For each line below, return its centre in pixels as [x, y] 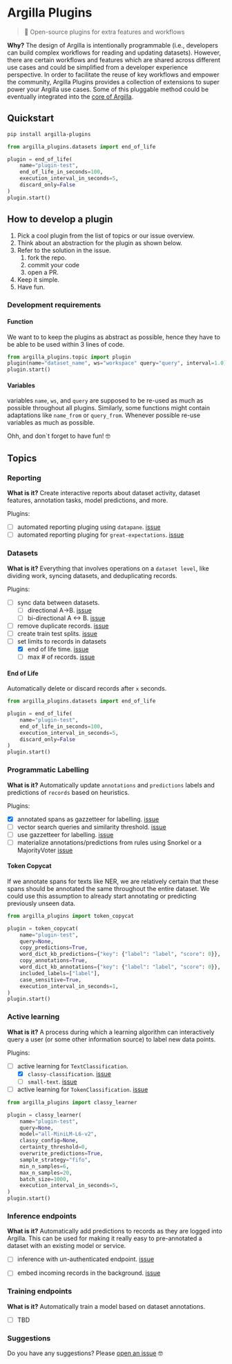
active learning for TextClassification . [73, 1066]
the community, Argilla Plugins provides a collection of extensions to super [113, 81]
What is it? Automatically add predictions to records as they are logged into [115, 1231]
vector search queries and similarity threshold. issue [92, 827]
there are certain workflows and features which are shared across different [114, 59]
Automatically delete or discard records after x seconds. [87, 689]
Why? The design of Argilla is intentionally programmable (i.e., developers [113, 45]
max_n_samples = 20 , [46, 1173]
